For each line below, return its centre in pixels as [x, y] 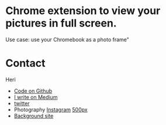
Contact [25, 63]
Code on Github [33, 91]
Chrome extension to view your [83, 11]
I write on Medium [36, 97]
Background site [34, 116]
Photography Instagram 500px [51, 109]
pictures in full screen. [61, 23]
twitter [22, 103]
